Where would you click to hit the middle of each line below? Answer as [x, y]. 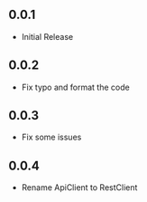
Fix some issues [51, 137]
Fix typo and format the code [75, 87]
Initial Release [47, 36]
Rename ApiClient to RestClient [79, 188]
